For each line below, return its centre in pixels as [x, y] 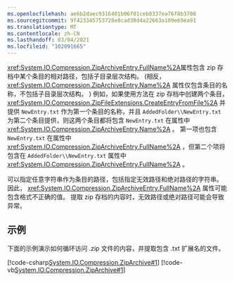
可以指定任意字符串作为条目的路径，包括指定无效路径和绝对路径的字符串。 [115, 179]
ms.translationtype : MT [42, 27]
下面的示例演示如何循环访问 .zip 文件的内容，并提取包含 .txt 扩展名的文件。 [116, 248]
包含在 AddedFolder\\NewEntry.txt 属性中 [67, 155]
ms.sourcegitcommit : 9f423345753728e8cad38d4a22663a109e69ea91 [102, 20]
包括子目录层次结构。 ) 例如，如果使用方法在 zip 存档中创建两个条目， [127, 94]
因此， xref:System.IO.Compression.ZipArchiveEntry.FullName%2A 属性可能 [117, 188]
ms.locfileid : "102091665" [47, 46]
